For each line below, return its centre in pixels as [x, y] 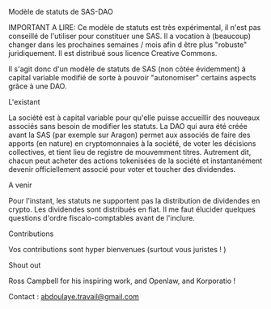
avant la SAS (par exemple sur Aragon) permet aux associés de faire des [129, 135]
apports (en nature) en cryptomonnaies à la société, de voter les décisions [132, 144]
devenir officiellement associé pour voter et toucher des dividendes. [122, 169]
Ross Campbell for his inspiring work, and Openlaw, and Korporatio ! [122, 281]
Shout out [25, 265]
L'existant [24, 102]
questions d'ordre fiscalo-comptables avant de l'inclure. [102, 218]
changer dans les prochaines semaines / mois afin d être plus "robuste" [128, 45]
